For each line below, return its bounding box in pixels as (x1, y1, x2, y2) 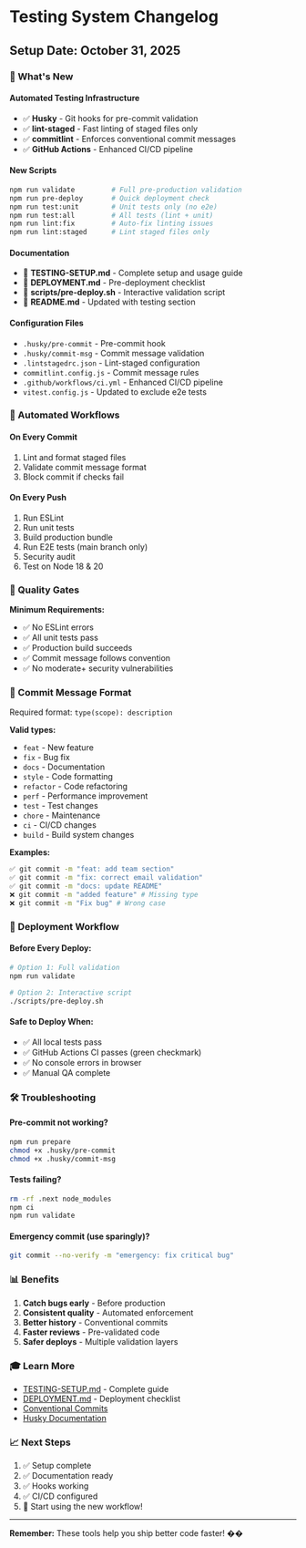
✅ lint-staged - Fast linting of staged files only (22, 123, 199, 134)
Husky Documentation (22, 1412, 107, 1423)
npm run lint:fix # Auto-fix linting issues (9, 219, 214, 229)
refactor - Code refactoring (22, 781, 128, 792)
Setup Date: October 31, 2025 (9, 43, 181, 58)
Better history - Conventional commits (22, 1316, 168, 1327)
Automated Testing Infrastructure (9, 93, 140, 104)
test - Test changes (22, 800, 98, 811)
